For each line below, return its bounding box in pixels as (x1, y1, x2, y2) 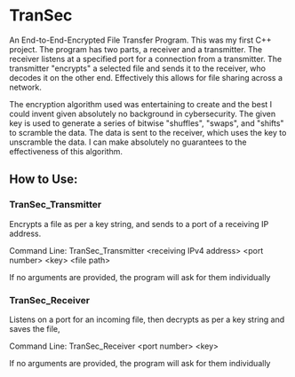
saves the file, (9, 323, 60, 334)
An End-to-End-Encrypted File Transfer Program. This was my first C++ (9, 35, 272, 45)
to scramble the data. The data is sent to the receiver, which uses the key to (9, 127, 287, 137)
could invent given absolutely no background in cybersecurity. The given (9, 108, 276, 119)
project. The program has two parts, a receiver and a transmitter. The (9, 43, 263, 54)
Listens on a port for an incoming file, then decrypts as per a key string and (9, 314, 285, 325)
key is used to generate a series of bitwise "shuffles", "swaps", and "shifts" (9, 117, 284, 129)
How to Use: (9, 172, 78, 187)
